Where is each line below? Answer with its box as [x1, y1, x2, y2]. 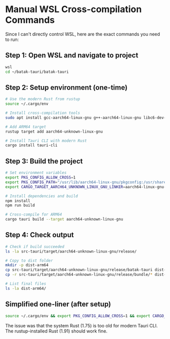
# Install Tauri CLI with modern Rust [5, 138, 87, 143]
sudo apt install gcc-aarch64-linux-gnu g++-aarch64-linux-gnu [5, 115, 142, 120]
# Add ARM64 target [5, 124, 47, 130]
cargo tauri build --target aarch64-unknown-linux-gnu [5, 217, 123, 222]
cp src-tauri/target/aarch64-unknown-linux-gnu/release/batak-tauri [5, 267, 153, 273]
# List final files [5, 281, 47, 286]
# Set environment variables [5, 171, 67, 176]
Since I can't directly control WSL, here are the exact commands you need [5, 31, 160, 37]
